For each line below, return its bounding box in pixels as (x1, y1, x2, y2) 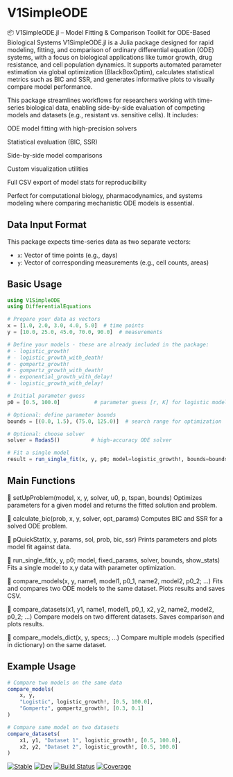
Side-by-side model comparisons (7, 151, 103, 159)
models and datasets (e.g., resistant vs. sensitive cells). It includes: (7, 110, 199, 119)
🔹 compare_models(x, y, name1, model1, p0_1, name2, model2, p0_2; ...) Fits (7, 576, 223, 585)
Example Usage (7, 661, 76, 673)
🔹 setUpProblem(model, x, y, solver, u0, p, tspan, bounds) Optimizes (7, 493, 202, 501)
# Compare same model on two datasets (7, 724, 119, 730)
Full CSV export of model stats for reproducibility (7, 178, 147, 186)
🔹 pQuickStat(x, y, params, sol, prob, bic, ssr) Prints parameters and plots (7, 535, 217, 543)
